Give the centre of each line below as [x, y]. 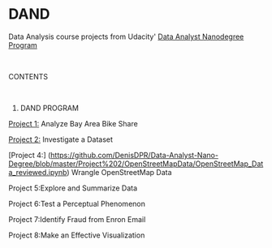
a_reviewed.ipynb [38, 172]
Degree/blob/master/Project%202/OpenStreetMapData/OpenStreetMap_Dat [136, 164]
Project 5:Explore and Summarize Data [73, 188]
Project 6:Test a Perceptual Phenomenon [77, 203]
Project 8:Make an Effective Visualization [77, 235]
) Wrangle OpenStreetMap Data [119, 172]
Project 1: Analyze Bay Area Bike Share [73, 123]
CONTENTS [28, 76]
